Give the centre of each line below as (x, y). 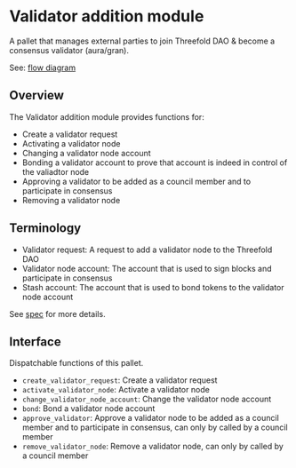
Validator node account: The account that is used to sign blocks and (147, 268)
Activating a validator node (71, 143)
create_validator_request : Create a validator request (120, 380)
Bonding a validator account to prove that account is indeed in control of (155, 163)
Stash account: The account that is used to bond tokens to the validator (153, 287)
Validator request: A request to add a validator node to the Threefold (147, 250)
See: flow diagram (43, 67)
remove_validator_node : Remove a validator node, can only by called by (153, 447)
